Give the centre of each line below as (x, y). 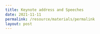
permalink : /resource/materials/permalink (50, 19)
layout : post (19, 24)
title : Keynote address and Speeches (44, 10)
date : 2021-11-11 (23, 14)
